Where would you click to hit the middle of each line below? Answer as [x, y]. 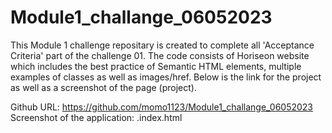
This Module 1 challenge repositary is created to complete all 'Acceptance [162, 45]
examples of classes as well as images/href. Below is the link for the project [166, 77]
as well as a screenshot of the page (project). [103, 87]
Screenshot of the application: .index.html [96, 117]
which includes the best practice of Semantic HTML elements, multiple [156, 66]
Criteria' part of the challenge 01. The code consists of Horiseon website [160, 55]
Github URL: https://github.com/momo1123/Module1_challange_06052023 [162, 107]
